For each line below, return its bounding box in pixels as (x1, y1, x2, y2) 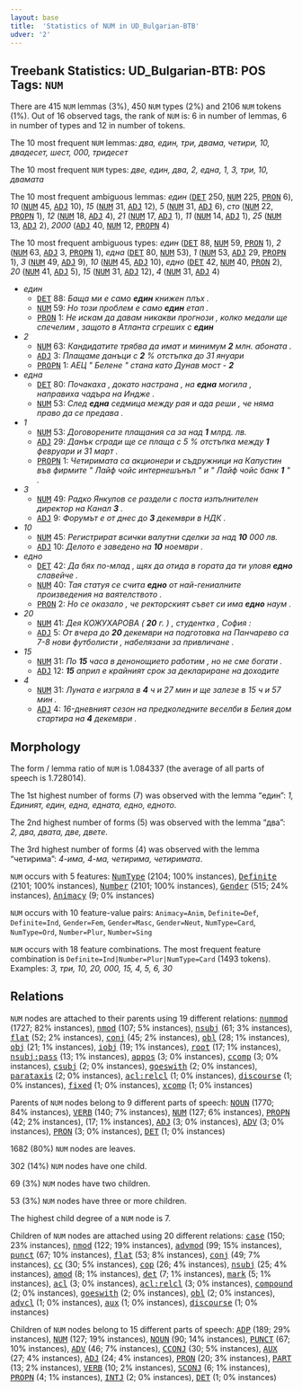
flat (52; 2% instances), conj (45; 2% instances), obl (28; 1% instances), (10, 1032, 290, 1042)
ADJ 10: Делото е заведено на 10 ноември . (36, 541, 203, 553)
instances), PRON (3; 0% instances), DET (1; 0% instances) (10, 1125, 226, 1137)
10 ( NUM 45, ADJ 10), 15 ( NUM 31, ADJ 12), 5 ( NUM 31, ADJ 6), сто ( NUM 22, (10, 201, 273, 212)
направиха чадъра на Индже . (36, 388, 155, 400)
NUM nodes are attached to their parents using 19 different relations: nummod (10, 1013, 289, 1023)
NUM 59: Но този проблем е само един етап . (36, 303, 209, 314)
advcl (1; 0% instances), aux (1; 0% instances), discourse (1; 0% (10, 1297, 259, 1307)
